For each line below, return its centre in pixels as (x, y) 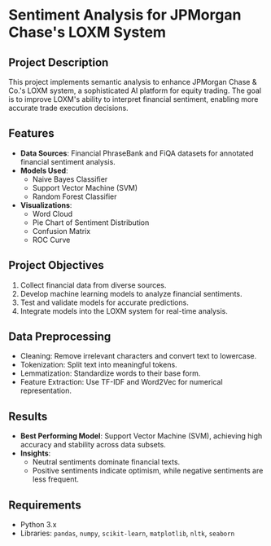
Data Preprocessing (60, 337)
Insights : (35, 453)
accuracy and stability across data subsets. (93, 445)
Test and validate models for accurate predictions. (104, 302)
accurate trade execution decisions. (68, 108)
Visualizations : (46, 205)
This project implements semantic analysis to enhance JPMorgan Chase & (133, 82)
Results (28, 416)
